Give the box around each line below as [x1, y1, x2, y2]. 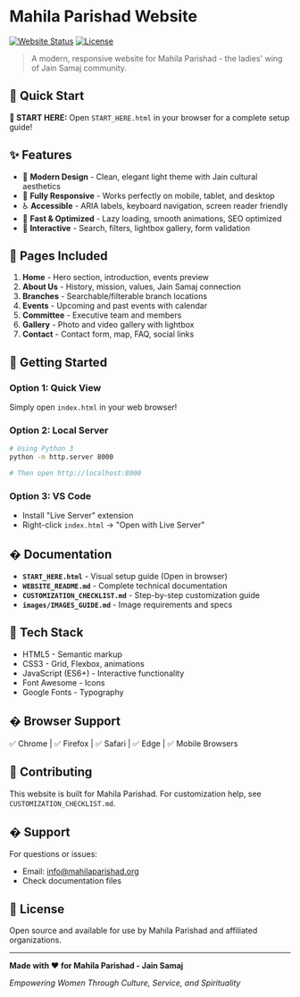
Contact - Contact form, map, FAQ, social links [21, 328, 195, 340]
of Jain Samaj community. [30, 62, 128, 73]
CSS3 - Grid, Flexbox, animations [21, 658, 145, 669]
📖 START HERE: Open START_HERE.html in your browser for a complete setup [9, 112, 290, 122]
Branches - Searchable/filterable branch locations [21, 291, 208, 302]
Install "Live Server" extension [21, 511, 134, 521]
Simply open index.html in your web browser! [9, 402, 178, 412]
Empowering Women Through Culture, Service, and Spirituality [9, 977, 241, 988]
